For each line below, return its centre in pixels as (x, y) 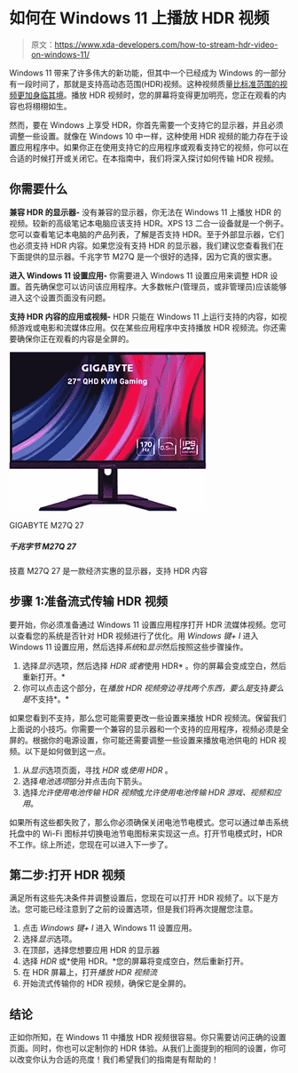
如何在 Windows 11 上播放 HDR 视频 (139, 18)
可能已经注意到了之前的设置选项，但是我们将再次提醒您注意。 (145, 909)
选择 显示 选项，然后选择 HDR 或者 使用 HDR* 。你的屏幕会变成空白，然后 (154, 665)
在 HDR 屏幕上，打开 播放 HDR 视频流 (90, 973)
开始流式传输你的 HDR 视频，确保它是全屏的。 (106, 983)
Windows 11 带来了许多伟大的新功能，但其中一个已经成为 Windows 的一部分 (148, 73)
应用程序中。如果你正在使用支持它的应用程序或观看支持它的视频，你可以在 (153, 147)
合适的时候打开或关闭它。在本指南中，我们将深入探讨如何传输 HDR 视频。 (144, 158)
